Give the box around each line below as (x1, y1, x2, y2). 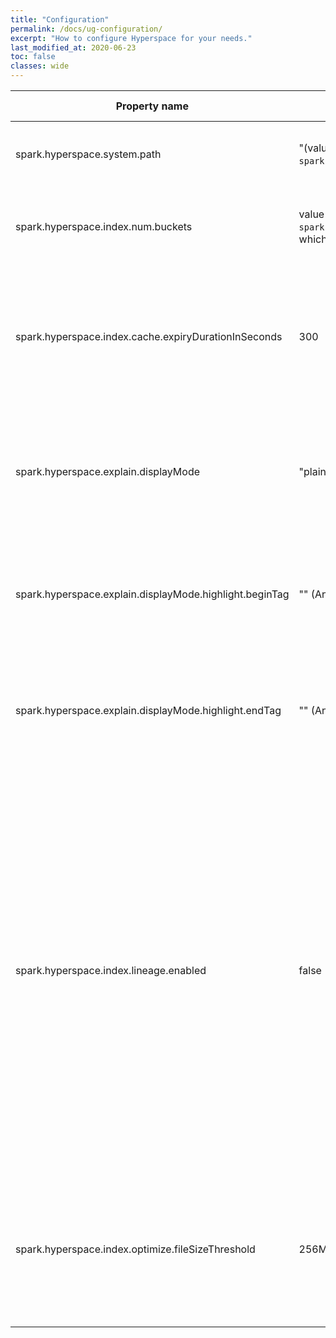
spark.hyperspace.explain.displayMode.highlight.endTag (15, 704, 282, 717)
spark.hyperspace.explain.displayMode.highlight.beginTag (15, 587, 290, 601)
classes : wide (10, 61, 70, 71)
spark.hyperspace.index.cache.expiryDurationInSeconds (15, 330, 283, 343)
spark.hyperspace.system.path (15, 147, 162, 161)
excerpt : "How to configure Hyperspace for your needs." (10, 33, 253, 43)
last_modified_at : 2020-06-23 (10, 42, 137, 53)
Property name (115, 99, 189, 113)
